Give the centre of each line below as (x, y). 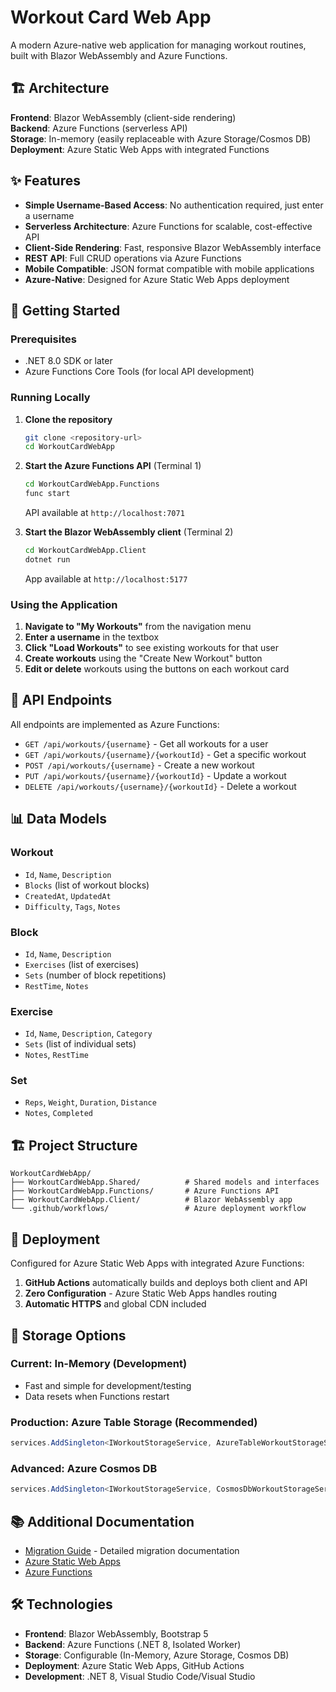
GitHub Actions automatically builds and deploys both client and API (166, 1283)
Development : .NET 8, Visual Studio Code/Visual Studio (140, 1676)
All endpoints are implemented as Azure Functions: (115, 724)
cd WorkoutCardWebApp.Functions (92, 484)
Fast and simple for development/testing (108, 1385)
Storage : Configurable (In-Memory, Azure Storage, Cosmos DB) (157, 1655)
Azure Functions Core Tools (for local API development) (139, 372)
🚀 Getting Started (65, 310)
